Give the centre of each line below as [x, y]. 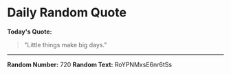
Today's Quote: [30, 32]
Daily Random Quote [67, 13]
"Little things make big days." [65, 45]
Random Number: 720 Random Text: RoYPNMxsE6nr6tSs [90, 64]
